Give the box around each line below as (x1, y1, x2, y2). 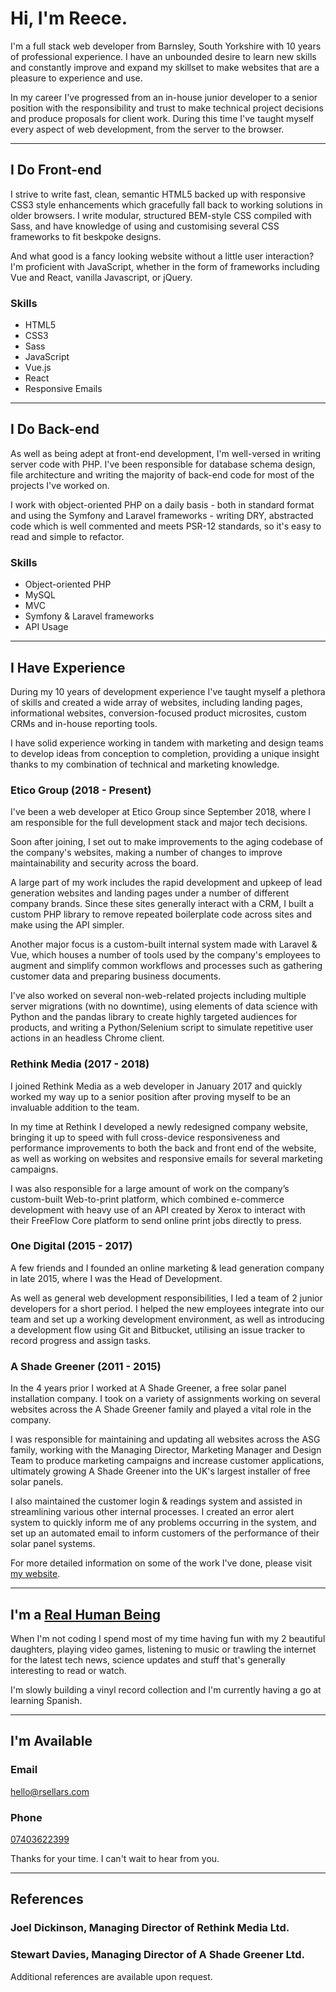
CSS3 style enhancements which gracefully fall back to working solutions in (10, 198, 323, 211)
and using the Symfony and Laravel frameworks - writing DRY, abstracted (10, 509, 314, 521)
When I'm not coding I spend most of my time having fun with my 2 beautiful (10, 1632, 326, 1644)
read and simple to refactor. (10, 530, 125, 542)
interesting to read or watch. (10, 1664, 127, 1676)
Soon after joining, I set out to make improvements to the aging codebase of (10, 836, 324, 848)
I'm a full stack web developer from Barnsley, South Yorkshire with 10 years (10, 40, 322, 52)
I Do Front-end (10, 162, 102, 179)
